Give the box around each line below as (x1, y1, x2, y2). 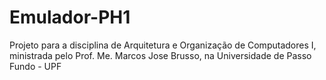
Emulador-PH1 (9, 6, 131, 29)
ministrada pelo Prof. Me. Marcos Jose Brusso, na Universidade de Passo (9, 49, 312, 61)
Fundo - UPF (9, 60, 62, 72)
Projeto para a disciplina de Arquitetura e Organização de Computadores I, (9, 39, 317, 51)
